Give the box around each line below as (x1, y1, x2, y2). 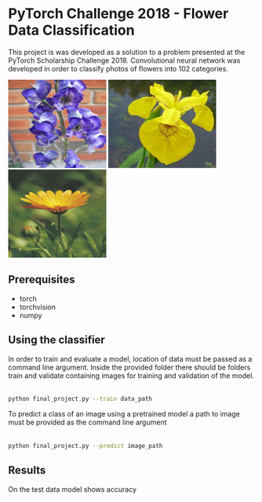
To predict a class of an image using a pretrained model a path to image (8, 409, 241, 419)
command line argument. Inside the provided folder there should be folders (8, 362, 251, 372)
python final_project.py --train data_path (8, 395, 153, 403)
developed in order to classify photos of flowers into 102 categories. (8, 64, 229, 73)
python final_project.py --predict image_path (8, 442, 163, 450)
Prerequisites (8, 273, 75, 286)
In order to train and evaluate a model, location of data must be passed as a (8, 354, 253, 363)
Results (8, 464, 46, 477)
